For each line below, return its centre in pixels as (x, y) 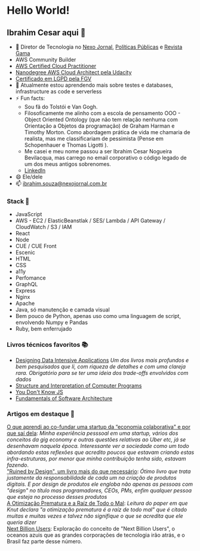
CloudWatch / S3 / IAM (44, 227)
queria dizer (22, 522)
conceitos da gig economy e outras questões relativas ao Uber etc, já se (96, 439)
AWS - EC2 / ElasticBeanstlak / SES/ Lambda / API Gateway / (90, 221)
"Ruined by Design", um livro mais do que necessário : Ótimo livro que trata (99, 471)
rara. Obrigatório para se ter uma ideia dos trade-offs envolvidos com (102, 373)
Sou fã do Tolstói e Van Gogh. (61, 107)
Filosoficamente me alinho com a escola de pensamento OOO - (102, 113)
